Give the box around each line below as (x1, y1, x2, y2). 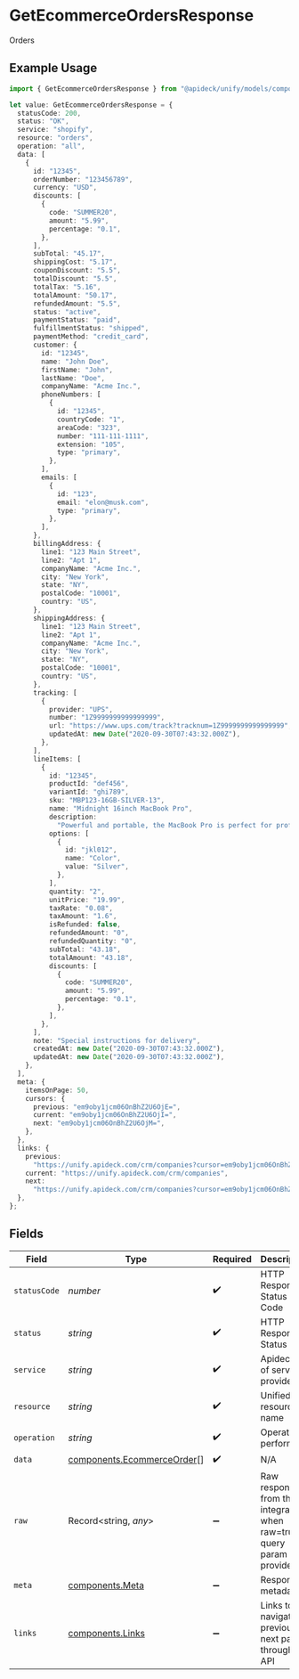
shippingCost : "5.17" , (32, 257, 117, 267)
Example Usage (9, 61, 98, 76)
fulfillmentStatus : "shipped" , (32, 324, 149, 333)
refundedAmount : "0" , (48, 928, 129, 938)
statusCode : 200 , (17, 109, 82, 118)
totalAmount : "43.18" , (48, 953, 133, 962)
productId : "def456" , (48, 779, 129, 788)
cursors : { (25, 1094, 66, 1103)
